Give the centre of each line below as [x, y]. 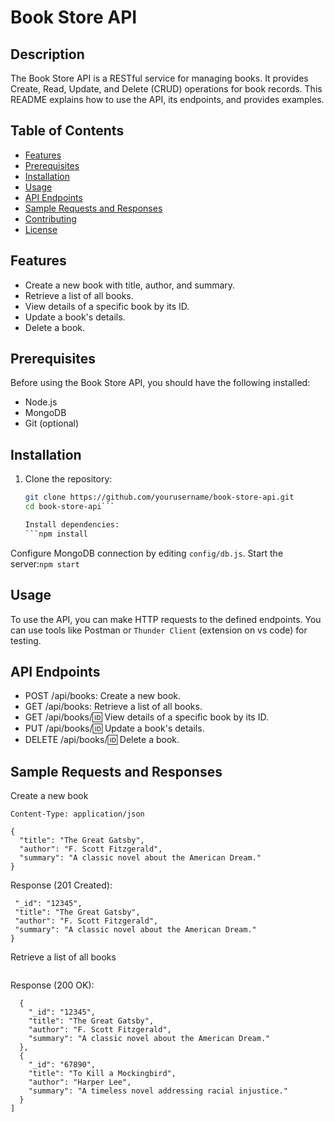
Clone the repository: [68, 479]
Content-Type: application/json [77, 814]
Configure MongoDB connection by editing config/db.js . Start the [147, 553]
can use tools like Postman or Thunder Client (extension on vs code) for [159, 630]
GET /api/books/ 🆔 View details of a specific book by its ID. [146, 717]
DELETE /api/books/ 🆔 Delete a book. [102, 740]
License [41, 229]
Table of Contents [67, 131]
